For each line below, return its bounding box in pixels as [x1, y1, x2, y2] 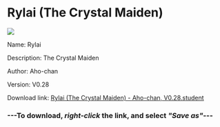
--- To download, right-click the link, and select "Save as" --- [7, 111, 214, 120]
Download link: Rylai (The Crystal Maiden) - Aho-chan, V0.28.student [7, 93, 205, 102]
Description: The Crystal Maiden [7, 54, 99, 62]
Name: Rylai [7, 40, 41, 49]
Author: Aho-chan [7, 67, 59, 75]
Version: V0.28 [7, 80, 50, 89]
